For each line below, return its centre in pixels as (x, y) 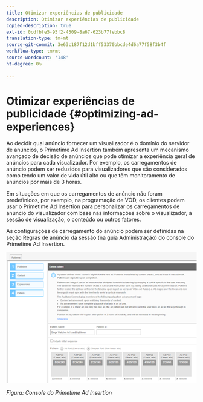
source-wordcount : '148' (37, 58)
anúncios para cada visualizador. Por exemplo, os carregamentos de (92, 163)
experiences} (41, 127)
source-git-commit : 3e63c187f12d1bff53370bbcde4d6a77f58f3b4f (86, 45)
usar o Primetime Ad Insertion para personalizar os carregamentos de (93, 206)
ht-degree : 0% (24, 64)
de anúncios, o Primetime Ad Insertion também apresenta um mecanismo (98, 150)
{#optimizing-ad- (114, 114)
